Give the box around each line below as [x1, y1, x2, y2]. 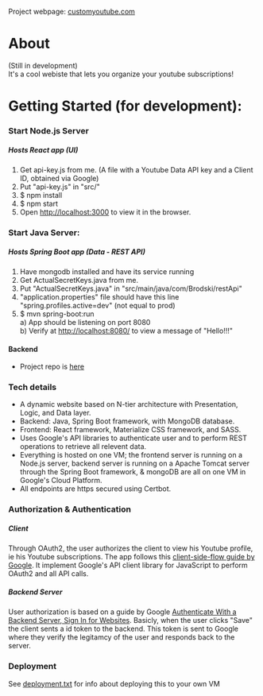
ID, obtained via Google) [19, 174, 99, 184]
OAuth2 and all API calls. [8, 569, 89, 578]
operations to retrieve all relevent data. [19, 442, 147, 451]
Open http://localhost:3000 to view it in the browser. [19, 207, 191, 217]
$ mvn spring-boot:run [19, 309, 95, 319]
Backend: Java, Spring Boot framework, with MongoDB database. [19, 416, 235, 426]
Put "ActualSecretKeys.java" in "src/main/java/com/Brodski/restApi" [19, 284, 242, 293]
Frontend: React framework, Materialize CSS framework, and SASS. [19, 425, 242, 435]
